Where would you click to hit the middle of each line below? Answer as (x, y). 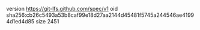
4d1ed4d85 (20, 21)
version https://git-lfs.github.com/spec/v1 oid (62, 9)
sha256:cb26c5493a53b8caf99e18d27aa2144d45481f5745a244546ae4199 (100, 15)
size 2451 (47, 21)
